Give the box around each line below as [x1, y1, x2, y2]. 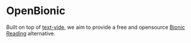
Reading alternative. [6, 29, 56, 37]
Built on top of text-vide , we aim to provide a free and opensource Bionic [6, 24, 185, 31]
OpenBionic [6, 4, 66, 18]
